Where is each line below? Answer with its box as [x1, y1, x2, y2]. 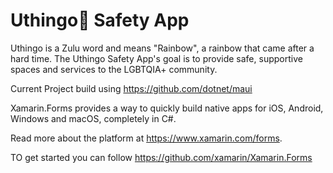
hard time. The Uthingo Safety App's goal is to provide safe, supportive [10, 52, 303, 64]
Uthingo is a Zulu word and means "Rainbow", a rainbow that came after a [10, 42, 315, 54]
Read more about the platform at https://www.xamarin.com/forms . [10, 132, 283, 144]
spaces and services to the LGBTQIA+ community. [10, 63, 218, 75]
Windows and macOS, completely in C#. [10, 112, 177, 124]
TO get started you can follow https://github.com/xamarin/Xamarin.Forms [10, 151, 313, 163]
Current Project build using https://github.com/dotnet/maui [10, 82, 253, 94]
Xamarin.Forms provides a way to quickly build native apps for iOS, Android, [10, 102, 324, 114]
